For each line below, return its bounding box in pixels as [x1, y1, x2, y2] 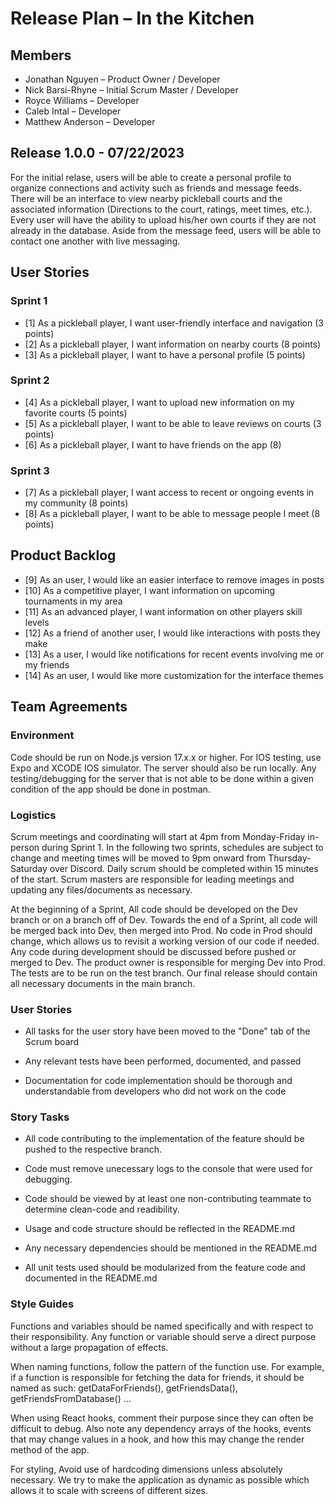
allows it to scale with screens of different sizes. [10, 1484, 209, 1496]
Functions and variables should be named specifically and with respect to [10, 1320, 314, 1332]
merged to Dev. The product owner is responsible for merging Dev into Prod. [10, 956, 326, 968]
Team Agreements [10, 698, 128, 716]
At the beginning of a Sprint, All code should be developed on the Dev [10, 903, 298, 915]
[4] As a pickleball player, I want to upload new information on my [24, 396, 295, 408]
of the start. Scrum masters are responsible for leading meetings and [10, 873, 295, 885]
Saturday [10, 862, 48, 874]
